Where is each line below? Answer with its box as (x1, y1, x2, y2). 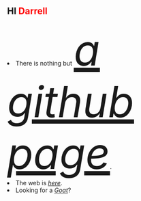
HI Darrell (7, 5, 48, 17)
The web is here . (16, 178, 63, 187)
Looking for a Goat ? (16, 186, 72, 194)
